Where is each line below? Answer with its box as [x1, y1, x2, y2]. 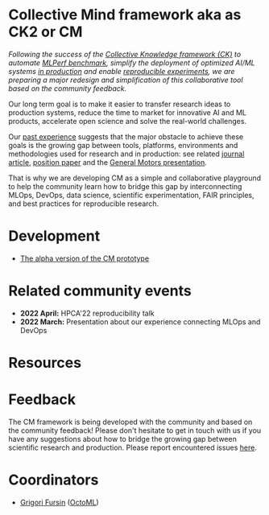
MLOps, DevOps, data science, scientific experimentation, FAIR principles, [8, 190, 255, 200]
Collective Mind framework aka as [8, 6, 242, 24]
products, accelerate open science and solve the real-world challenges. [8, 116, 247, 126]
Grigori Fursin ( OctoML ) [19, 497, 99, 507]
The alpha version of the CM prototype [19, 253, 150, 263]
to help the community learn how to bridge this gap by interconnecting [8, 181, 242, 191]
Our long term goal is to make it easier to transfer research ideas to [8, 99, 231, 109]
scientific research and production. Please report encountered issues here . [8, 443, 258, 452]
